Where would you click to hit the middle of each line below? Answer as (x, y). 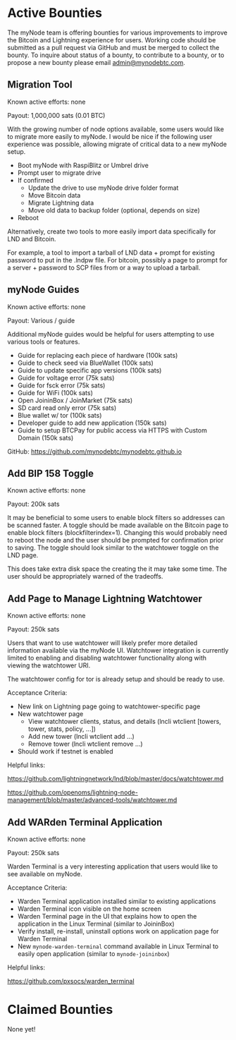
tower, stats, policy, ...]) (62, 729)
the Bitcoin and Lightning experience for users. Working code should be (112, 40)
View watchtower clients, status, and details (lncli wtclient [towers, (125, 722)
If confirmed (36, 180)
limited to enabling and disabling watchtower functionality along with (107, 658)
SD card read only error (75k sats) (67, 408)
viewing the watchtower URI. (49, 665)
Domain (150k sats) (45, 437)
